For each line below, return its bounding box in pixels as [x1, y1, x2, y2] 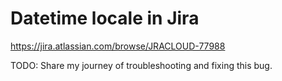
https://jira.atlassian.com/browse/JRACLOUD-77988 [10, 40, 226, 52]
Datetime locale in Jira [10, 7, 200, 30]
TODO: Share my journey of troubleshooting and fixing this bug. [10, 59, 273, 71]
